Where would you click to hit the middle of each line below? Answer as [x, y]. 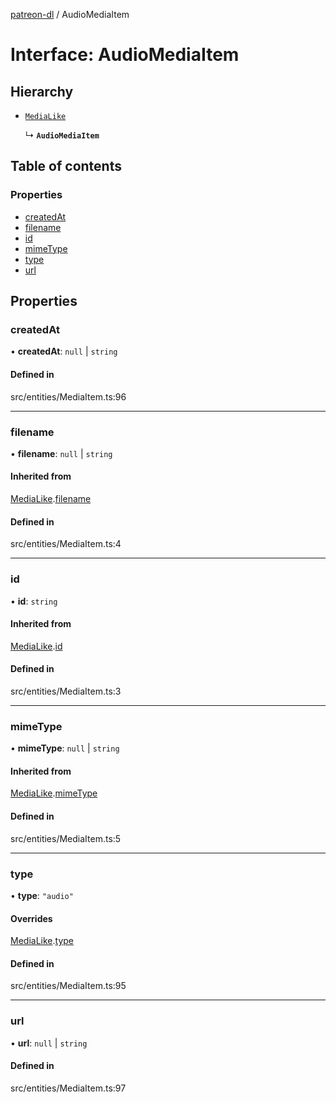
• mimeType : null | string [65, 748]
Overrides [31, 918]
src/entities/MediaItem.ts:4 [66, 544]
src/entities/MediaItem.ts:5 [66, 838]
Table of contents [66, 166]
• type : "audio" [42, 895]
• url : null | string [49, 1043]
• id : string [34, 601]
